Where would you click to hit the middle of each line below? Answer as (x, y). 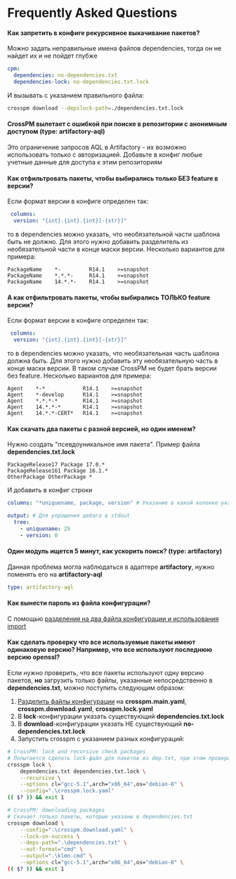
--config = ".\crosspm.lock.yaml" (67, 791)
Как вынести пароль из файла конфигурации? (79, 603)
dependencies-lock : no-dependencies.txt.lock (81, 82)
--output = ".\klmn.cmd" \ (56, 856)
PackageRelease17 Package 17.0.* (56, 465)
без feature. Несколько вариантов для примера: (80, 376)
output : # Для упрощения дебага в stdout (69, 516)
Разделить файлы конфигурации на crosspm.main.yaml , (102, 702)
